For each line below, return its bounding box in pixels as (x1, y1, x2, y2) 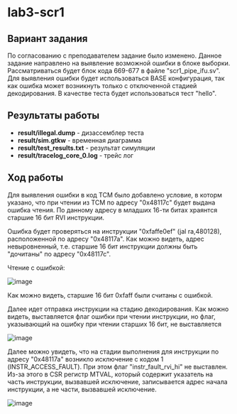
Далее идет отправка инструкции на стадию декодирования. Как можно (7, 305, 229, 313)
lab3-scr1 (7, 4, 65, 21)
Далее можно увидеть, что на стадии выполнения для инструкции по (7, 347, 219, 356)
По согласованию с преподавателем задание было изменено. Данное (7, 51, 222, 60)
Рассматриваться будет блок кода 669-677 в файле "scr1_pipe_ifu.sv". (7, 67, 221, 75)
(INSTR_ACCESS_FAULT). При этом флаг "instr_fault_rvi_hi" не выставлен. (7, 362, 228, 371)
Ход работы (7, 172, 64, 184)
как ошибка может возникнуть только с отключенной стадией (7, 82, 197, 89)
